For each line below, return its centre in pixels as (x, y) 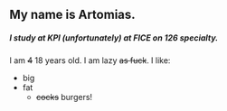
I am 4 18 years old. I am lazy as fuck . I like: (90, 60)
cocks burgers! (64, 97)
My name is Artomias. (72, 15)
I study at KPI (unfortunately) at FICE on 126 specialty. (114, 37)
